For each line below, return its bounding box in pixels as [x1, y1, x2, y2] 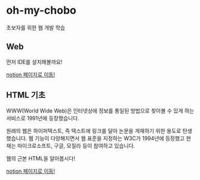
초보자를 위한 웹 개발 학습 [6, 24, 66, 31]
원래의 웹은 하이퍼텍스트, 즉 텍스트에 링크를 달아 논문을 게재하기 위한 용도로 [6, 127, 181, 134]
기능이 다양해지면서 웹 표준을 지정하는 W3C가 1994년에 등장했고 [35, 135, 185, 142]
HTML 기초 [6, 90, 46, 100]
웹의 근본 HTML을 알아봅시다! [6, 154, 76, 162]
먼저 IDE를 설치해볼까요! [6, 58, 63, 66]
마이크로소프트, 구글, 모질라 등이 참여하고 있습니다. [17, 142, 136, 149]
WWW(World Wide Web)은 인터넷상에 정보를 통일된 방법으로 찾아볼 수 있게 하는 [6, 107, 195, 114]
